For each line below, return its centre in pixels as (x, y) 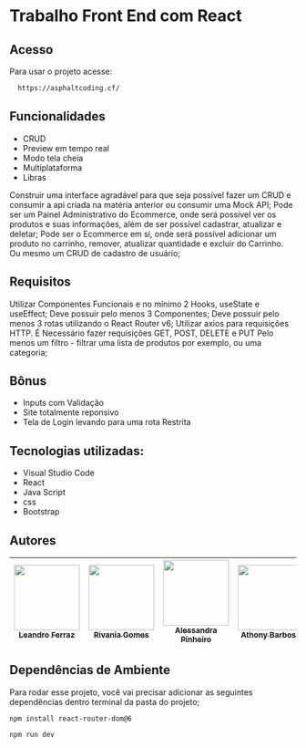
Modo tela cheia (53, 158)
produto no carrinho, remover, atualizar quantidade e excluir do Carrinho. (147, 244)
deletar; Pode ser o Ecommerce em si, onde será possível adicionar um (143, 234)
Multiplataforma (52, 167)
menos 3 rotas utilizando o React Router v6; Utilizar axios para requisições (149, 323)
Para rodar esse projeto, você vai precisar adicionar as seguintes (131, 692)
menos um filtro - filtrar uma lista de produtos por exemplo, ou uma (136, 342)
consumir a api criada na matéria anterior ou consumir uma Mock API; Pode (151, 204)
